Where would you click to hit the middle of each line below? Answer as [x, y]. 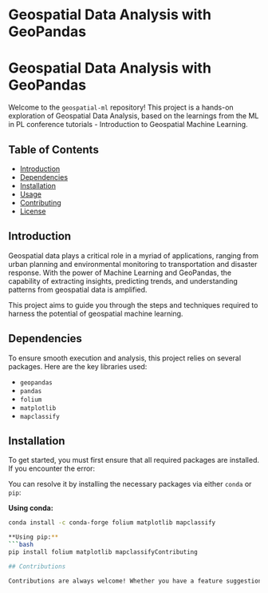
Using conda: [31, 508]
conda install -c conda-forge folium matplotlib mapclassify [112, 523]
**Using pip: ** [33, 537]
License [33, 211]
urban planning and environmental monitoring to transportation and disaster [133, 264]
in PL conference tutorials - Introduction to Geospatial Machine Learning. [128, 125]
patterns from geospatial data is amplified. [78, 289]
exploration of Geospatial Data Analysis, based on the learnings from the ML [134, 116]
